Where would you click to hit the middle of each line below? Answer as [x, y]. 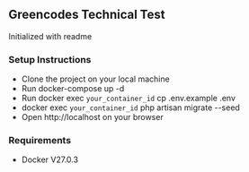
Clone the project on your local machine [95, 79]
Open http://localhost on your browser [92, 117]
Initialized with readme [50, 36]
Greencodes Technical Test [87, 15]
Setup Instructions [50, 59]
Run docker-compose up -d [73, 89]
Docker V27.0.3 [49, 159]
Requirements [40, 141]
